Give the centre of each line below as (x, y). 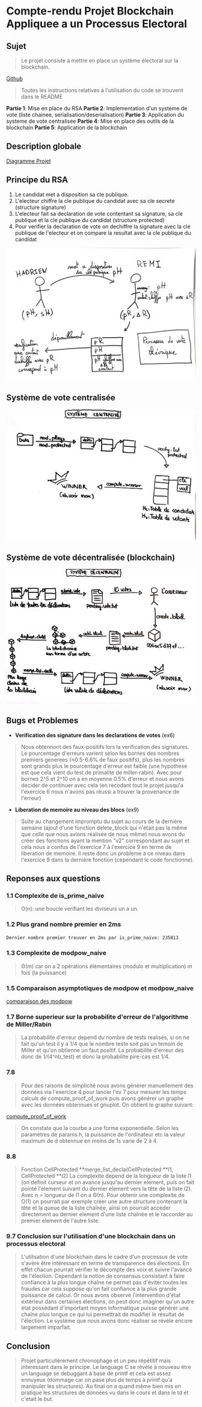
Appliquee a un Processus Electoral (97, 24)
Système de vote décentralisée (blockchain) (91, 558)
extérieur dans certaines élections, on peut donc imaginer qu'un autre (107, 1302)
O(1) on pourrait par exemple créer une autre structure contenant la (104, 1202)
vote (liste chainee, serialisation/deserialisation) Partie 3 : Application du (95, 115)
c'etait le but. (37, 1399)
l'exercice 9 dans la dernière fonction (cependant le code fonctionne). (107, 860)
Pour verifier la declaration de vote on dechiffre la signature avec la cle (103, 226)
